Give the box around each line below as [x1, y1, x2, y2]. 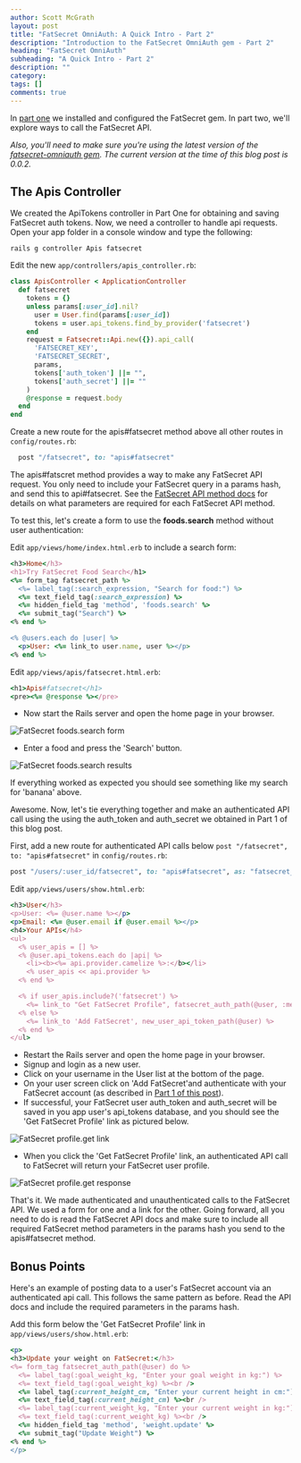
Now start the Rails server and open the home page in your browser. [22, 708, 275, 719]
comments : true [10, 88, 67, 97]
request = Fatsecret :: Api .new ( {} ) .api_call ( [26, 335, 195, 344]
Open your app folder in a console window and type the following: [10, 227, 253, 238]
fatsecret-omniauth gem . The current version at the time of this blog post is [10, 148, 288, 159]
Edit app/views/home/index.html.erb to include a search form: [10, 542, 237, 553]
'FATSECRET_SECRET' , [33, 352, 111, 361]
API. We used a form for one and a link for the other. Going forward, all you [10, 1205, 285, 1215]
